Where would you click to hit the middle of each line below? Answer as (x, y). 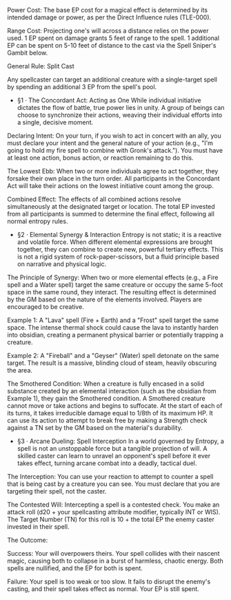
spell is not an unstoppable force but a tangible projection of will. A (112, 448)
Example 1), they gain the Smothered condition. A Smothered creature (106, 398)
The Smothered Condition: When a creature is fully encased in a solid (106, 384)
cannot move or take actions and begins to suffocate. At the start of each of (115, 406)
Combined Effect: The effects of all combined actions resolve (94, 199)
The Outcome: (28, 540)
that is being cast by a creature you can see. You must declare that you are (114, 484)
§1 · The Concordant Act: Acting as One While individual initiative (109, 100)
